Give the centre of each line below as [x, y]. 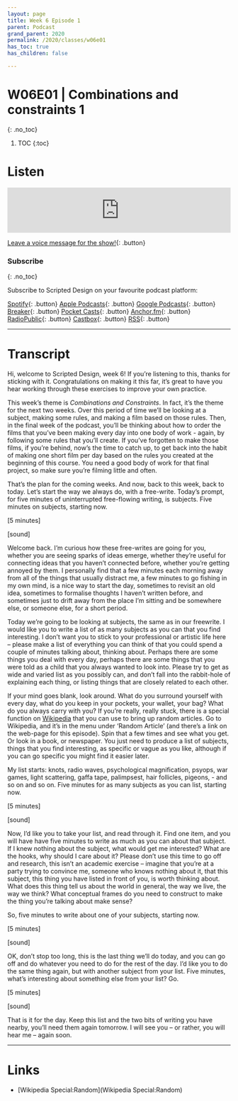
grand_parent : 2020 [36, 34]
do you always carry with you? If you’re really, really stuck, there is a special [118, 711]
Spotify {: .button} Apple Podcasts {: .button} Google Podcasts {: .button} [112, 304]
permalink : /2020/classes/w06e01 [57, 40]
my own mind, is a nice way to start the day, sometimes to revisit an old [112, 585]
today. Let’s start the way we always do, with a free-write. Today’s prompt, [116, 491]
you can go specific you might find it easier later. [79, 756]
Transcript [39, 354]
